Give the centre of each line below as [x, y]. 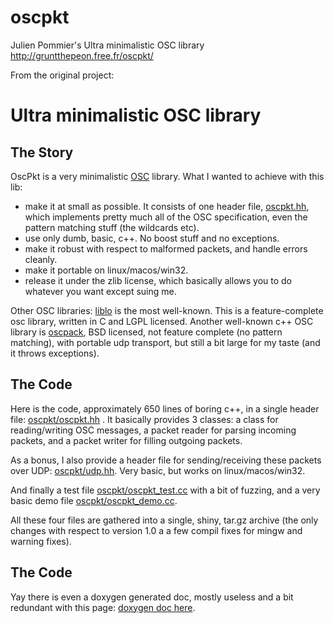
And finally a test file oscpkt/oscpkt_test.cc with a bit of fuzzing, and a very [165, 490]
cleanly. [41, 259]
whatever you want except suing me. [100, 291]
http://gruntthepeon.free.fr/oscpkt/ [82, 55]
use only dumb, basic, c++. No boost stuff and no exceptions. [152, 238]
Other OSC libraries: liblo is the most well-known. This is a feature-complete [167, 310]
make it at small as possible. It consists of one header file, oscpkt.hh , [167, 206]
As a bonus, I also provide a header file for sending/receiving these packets [166, 460]
